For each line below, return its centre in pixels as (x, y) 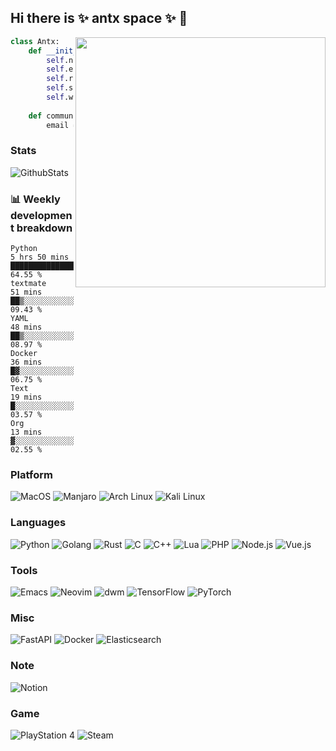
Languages (38, 523)
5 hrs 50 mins (40, 257)
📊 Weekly (35, 199)
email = (62, 125)
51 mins (26, 292)
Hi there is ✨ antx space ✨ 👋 (99, 18)
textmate (28, 284)
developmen (41, 215)
